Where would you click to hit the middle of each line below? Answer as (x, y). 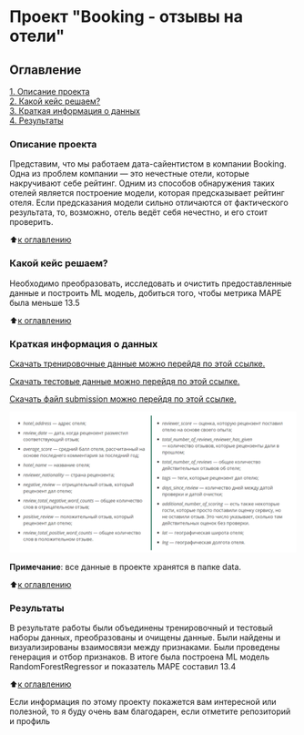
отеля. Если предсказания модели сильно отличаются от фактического (149, 203)
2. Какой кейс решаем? (55, 101)
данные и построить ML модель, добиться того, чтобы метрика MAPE (146, 292)
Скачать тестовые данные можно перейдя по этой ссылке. (125, 381)
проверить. (31, 222)
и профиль (30, 721)
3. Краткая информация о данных (75, 111)
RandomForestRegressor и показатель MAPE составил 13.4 (123, 667)
